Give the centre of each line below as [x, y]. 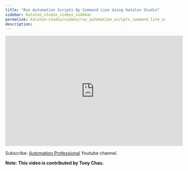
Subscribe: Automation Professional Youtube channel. [62, 153]
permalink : [17, 19]
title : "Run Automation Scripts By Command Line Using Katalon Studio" [82, 10]
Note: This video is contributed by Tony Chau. [54, 163]
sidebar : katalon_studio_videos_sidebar [49, 15]
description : [19, 24]
